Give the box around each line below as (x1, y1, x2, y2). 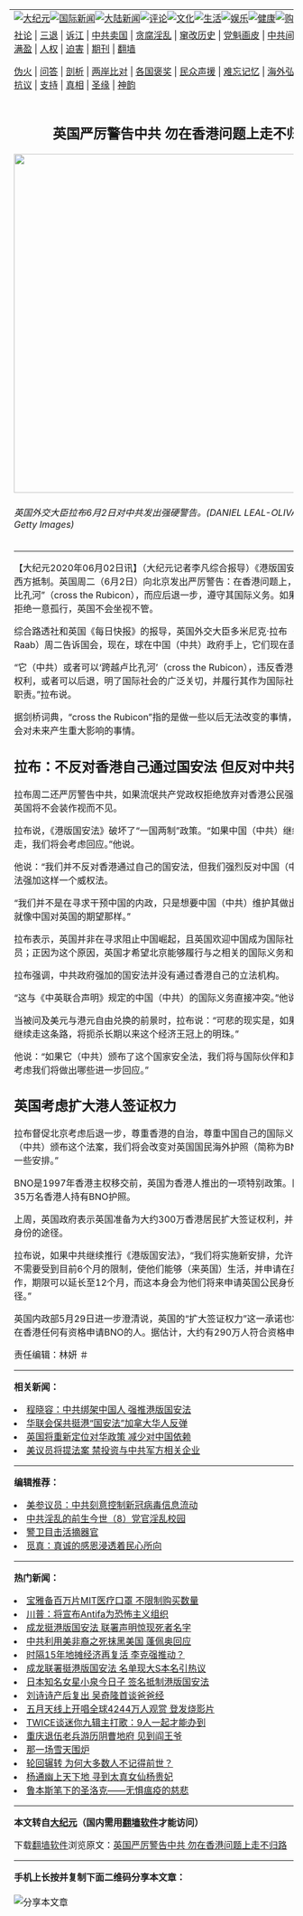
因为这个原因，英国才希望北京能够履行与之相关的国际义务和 (41, 946, 295, 959)
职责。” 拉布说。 (14, 689, 78, 701)
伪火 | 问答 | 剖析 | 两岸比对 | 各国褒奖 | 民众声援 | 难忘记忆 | (14, 65, 266, 78)
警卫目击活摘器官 (26, 1526, 99, 1539)
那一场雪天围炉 (26, 1743, 90, 1756)
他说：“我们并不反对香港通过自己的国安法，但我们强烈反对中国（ (14, 860, 289, 873)
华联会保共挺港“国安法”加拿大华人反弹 (26, 1417, 188, 1430)
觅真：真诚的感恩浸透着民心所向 (26, 1540, 162, 1553)
